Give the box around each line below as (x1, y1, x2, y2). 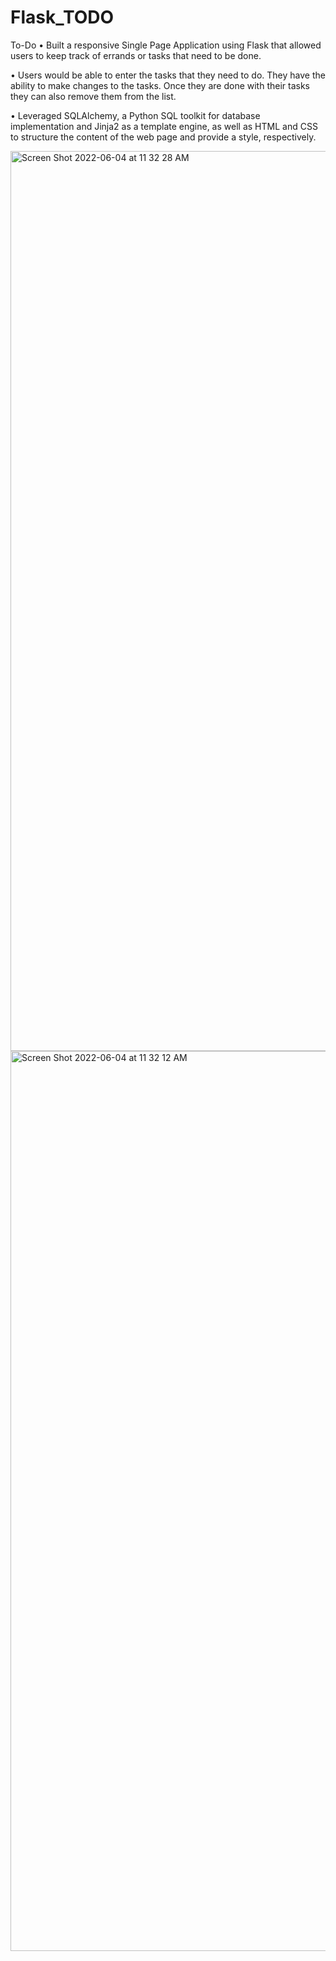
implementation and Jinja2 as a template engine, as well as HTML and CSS (10, 120, 318, 132)
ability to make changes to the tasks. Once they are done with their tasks (10, 79, 310, 91)
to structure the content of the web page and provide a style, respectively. (10, 131, 317, 143)
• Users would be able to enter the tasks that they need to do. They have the (10, 69, 326, 81)
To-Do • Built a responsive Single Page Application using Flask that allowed (10, 39, 322, 51)
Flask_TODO (10, 6, 115, 29)
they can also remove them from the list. (10, 90, 177, 102)
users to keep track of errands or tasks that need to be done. (10, 49, 262, 61)
